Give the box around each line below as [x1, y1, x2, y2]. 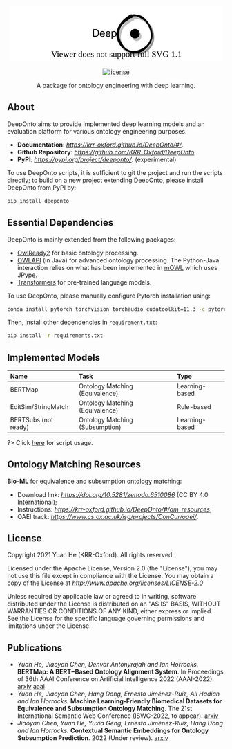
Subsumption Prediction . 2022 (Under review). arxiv [17, 734, 169, 742]
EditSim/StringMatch [10, 402, 69, 410]
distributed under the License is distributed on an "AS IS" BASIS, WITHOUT [7, 599, 221, 608]
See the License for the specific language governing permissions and [7, 615, 205, 623]
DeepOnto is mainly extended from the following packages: [7, 235, 176, 244]
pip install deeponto [7, 197, 70, 204]
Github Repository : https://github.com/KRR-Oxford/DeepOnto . [17, 147, 197, 156]
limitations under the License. [7, 622, 91, 630]
